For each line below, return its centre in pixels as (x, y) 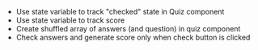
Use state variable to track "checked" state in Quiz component (120, 12)
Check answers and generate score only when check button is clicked (133, 37)
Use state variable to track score (70, 20)
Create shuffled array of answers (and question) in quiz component (128, 29)
